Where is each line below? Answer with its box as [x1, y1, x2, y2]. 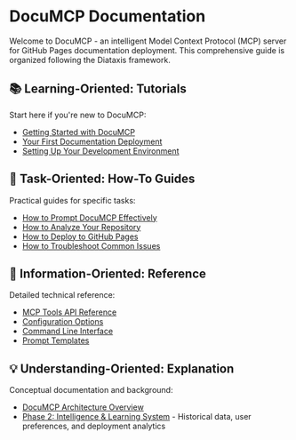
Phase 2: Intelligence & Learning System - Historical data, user [21, 412, 252, 422]
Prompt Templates [21, 335, 90, 346]
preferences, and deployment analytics [21, 420, 166, 432]
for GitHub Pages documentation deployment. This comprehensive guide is [9, 44, 285, 55]
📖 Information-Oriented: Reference [9, 266, 206, 281]
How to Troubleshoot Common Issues [21, 240, 161, 251]
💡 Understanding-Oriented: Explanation [9, 361, 235, 376]
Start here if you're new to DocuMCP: [9, 109, 147, 120]
